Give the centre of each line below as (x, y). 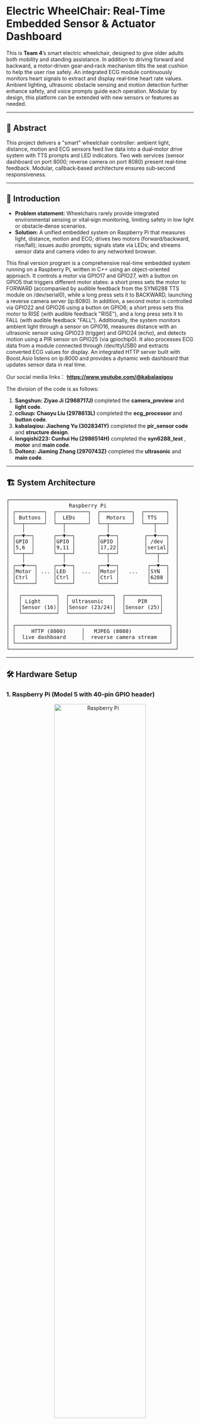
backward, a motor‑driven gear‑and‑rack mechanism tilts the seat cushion (97, 65)
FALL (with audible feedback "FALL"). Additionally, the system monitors (93, 320)
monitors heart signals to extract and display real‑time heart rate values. (94, 78)
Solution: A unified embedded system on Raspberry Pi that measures (100, 232)
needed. (16, 103)
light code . (28, 407)
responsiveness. (26, 174)
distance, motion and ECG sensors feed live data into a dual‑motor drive (94, 149)
